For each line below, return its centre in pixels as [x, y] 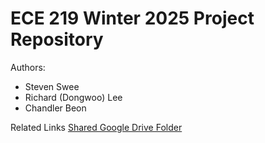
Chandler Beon [55, 108]
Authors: [28, 67]
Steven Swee [52, 86]
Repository [57, 39]
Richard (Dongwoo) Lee [73, 97]
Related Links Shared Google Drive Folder [96, 127]
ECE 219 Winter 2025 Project [132, 18]
